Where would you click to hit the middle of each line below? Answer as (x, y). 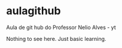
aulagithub (33, 11)
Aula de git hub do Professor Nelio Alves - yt (61, 27)
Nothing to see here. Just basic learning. (56, 39)
